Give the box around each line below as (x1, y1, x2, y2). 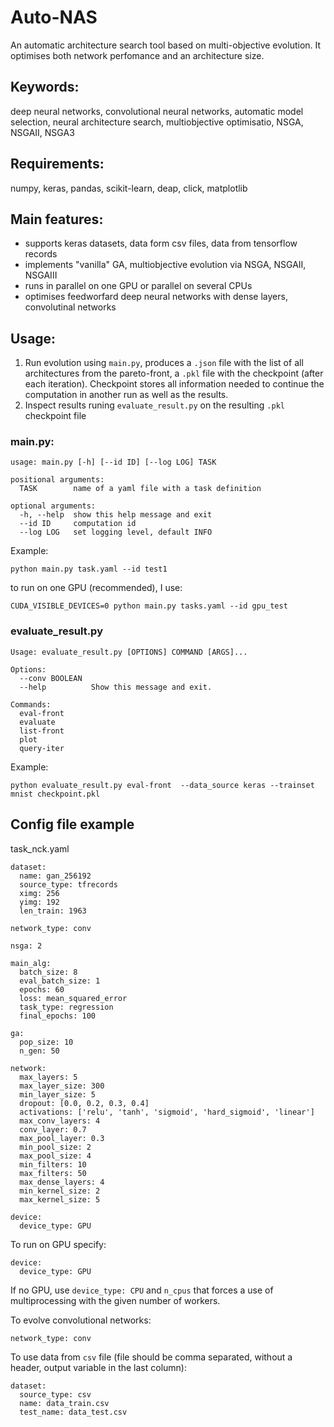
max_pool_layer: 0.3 (19, 1133, 105, 1143)
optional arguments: (10, 501, 97, 511)
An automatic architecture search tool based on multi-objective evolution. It (10, 39, 322, 51)
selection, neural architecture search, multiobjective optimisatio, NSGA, (10, 116, 304, 128)
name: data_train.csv (19, 1398, 110, 1408)
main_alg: (10, 958, 52, 968)
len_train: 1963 (19, 906, 87, 916)
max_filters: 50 (19, 1168, 87, 1178)
